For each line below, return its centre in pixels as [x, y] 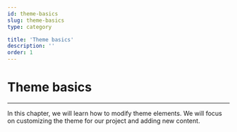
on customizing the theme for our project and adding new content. [104, 121]
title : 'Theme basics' [41, 39]
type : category [30, 27]
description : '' [31, 46]
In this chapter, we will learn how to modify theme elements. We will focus [115, 113]
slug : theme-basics [36, 20]
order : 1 [20, 53]
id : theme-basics [33, 14]
